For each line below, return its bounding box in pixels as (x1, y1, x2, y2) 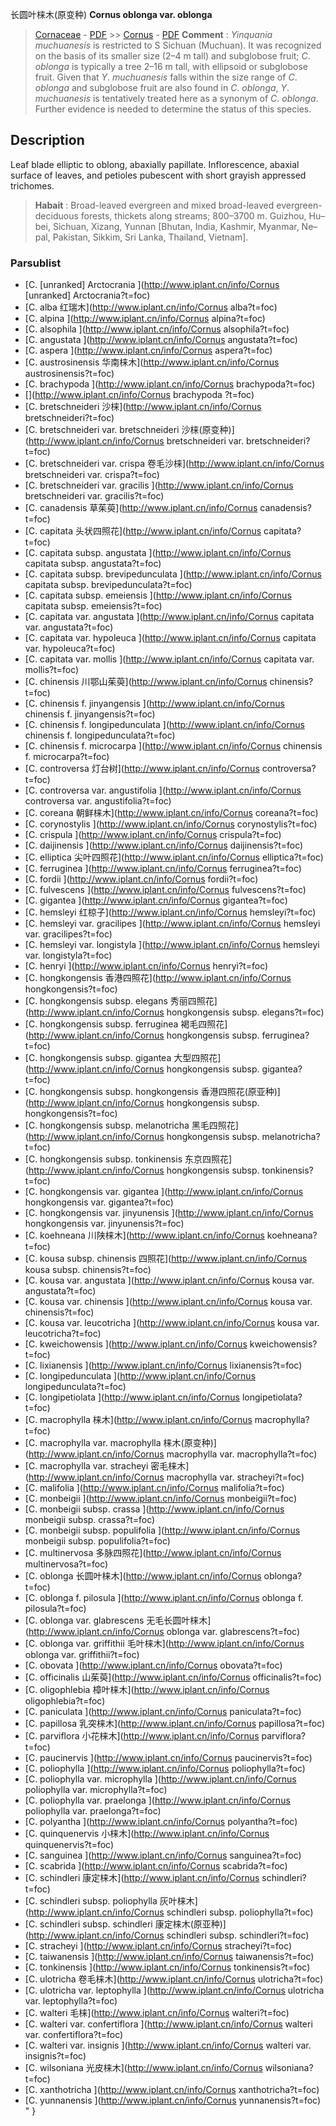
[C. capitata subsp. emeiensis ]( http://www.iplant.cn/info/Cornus (24, 589, 292, 602)
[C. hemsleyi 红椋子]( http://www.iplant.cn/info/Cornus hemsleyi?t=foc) (24, 906, 317, 918)
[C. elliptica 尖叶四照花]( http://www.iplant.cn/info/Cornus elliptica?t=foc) (24, 851, 324, 863)
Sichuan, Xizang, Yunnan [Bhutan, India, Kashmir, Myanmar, (52, 220, 300, 232)
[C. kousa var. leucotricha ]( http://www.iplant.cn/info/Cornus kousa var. (24, 1317, 320, 1329)
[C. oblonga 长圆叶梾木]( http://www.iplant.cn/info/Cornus (24, 1570, 262, 1582)
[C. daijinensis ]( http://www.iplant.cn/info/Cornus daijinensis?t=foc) (24, 839, 304, 852)
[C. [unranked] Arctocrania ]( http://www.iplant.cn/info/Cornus (24, 279, 280, 291)
